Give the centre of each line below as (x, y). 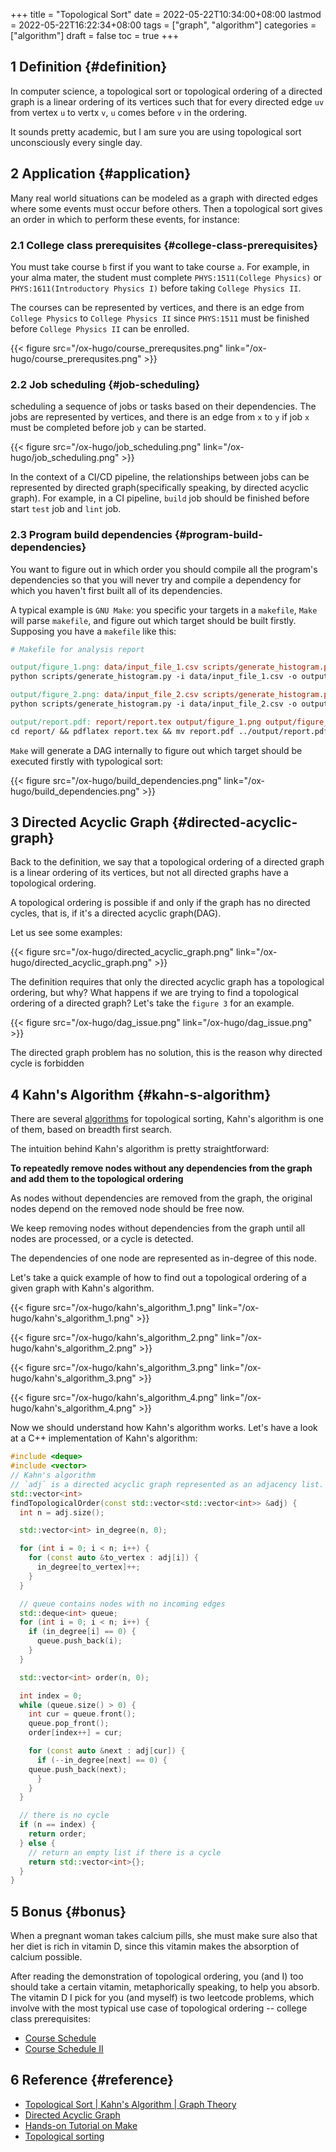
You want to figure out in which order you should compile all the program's (164, 569)
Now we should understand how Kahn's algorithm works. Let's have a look (164, 1428)
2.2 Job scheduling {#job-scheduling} (105, 384)
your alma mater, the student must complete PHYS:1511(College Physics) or (166, 277)
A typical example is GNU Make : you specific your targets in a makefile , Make (164, 610)
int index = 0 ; (51, 1695)
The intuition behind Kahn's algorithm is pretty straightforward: (140, 1149)
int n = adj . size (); (62, 1512)
